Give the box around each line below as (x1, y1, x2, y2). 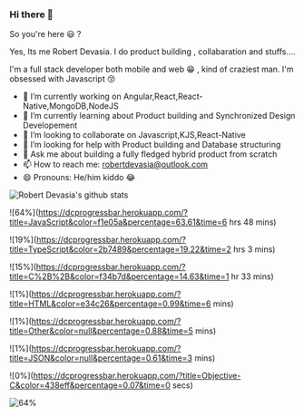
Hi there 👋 (9, 8, 54, 21)
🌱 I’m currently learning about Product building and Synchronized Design (22, 111, 296, 121)
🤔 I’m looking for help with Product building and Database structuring (22, 140, 281, 150)
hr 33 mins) (230, 271, 274, 282)
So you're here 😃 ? (9, 29, 82, 40)
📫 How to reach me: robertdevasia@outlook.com (22, 159, 209, 170)
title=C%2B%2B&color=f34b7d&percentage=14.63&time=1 (9, 271, 230, 282)
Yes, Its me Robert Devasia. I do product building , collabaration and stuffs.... (9, 46, 296, 57)
